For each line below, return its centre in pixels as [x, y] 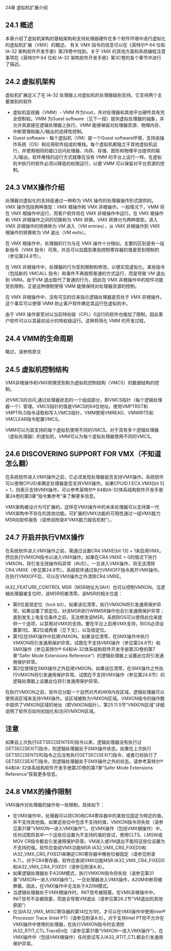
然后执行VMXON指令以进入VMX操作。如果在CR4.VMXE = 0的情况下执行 [81, 557]
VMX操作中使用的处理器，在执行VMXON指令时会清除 [68, 924]
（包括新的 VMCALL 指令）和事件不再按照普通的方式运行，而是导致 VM [80, 274]
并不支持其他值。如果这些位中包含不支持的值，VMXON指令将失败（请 [86, 822]
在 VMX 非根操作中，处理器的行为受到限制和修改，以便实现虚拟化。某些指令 [85, 267]
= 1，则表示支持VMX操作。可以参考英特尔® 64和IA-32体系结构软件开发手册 [84, 489]
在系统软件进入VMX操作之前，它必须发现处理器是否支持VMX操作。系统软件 [84, 477]
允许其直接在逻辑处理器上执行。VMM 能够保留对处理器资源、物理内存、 [88, 125]
